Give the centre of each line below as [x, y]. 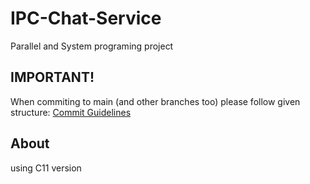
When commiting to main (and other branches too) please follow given [155, 101]
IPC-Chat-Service [86, 18]
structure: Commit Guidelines [71, 112]
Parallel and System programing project [92, 46]
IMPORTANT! [52, 77]
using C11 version [46, 168]
